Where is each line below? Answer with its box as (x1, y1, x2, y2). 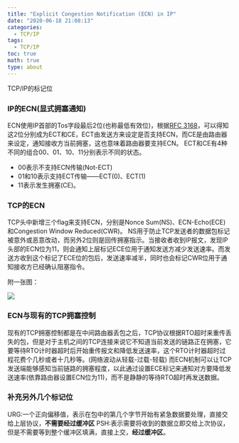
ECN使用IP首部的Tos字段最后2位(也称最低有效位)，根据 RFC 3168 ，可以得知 (7, 121, 229, 129)
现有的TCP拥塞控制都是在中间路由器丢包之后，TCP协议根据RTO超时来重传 (7, 328, 225, 337)
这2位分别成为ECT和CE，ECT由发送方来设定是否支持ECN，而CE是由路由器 (7, 130, 228, 138)
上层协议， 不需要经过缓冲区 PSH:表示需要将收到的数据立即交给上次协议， (13, 419, 230, 427)
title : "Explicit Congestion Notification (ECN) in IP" (7, 10, 176, 18)
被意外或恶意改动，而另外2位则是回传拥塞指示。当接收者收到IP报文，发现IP (7, 236, 228, 245)
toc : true (7, 51, 37, 58)
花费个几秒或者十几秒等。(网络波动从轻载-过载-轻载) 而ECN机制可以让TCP (13, 355, 233, 364)
